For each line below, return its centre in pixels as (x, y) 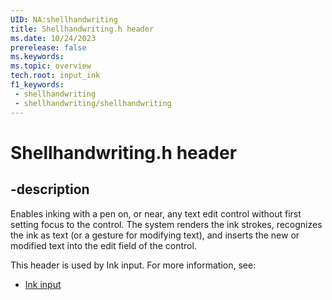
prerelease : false (48, 47)
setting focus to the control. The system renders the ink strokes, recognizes (166, 224)
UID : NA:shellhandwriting (64, 19)
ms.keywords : (37, 57)
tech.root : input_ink (55, 76)
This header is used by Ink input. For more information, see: (133, 265)
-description (50, 189)
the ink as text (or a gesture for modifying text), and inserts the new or (155, 235)
